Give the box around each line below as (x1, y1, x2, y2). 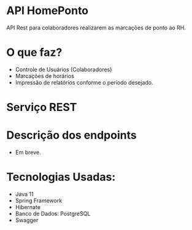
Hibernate (15, 203, 41, 210)
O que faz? (6, 45, 63, 59)
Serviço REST (6, 101, 77, 114)
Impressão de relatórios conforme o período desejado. (15, 79, 153, 86)
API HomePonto (6, 4, 89, 18)
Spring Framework (15, 197, 63, 204)
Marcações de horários (15, 72, 75, 80)
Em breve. (15, 148, 41, 156)
